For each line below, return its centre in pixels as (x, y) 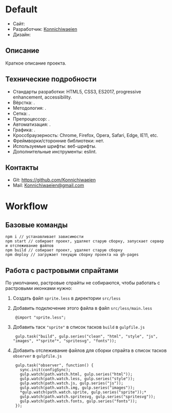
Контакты (22, 168)
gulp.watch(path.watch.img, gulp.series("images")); (77, 388)
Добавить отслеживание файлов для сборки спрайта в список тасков (90, 350)
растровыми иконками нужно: (39, 288)
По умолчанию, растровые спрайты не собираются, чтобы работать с (83, 283)
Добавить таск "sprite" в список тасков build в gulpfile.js (79, 327)
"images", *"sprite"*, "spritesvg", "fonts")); (64, 341)
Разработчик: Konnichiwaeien (45, 29)
